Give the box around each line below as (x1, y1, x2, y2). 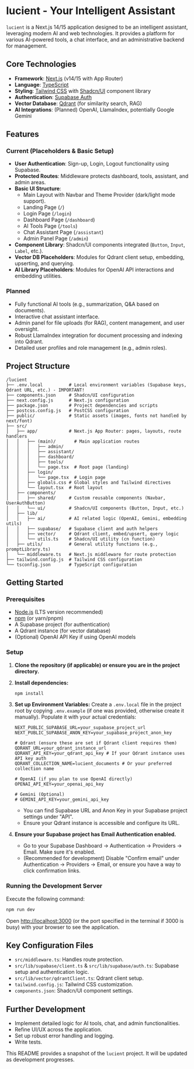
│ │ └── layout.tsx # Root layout (6, 484, 103, 491)
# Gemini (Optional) (14, 791, 65, 798)
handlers (6, 433, 27, 439)
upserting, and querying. (14, 260, 74, 267)
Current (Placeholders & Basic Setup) (6, 147, 114, 155)
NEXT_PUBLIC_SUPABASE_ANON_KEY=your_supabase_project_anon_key (14, 730, 172, 736)
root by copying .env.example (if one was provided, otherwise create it (14, 707, 184, 714)
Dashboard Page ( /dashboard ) (23, 216, 95, 224)
